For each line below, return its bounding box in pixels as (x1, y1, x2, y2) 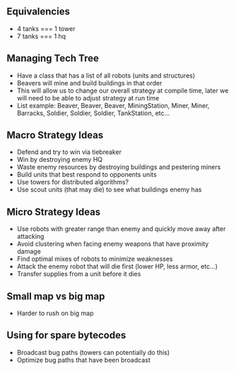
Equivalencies (6, 6, 70, 18)
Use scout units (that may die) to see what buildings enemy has (16, 185, 202, 194)
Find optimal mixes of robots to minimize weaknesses (16, 254, 173, 264)
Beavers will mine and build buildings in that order (16, 78, 163, 87)
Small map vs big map (6, 290, 105, 302)
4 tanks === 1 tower (16, 24, 76, 33)
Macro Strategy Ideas (6, 129, 104, 141)
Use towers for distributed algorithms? (16, 178, 129, 187)
